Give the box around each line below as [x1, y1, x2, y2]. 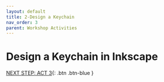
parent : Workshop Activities [6, 25, 77, 31]
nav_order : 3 [6, 19, 38, 25]
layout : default [6, 8, 46, 15]
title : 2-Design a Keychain [6, 14, 75, 20]
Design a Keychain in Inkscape [6, 50, 158, 63]
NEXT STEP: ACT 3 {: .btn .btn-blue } [6, 70, 94, 77]
